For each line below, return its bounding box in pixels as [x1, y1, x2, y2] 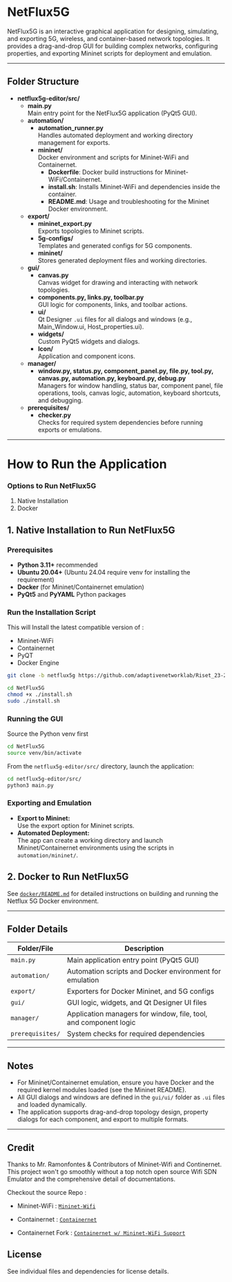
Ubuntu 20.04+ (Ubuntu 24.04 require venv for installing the [17, 568, 191, 576]
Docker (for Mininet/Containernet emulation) [17, 583, 145, 591]
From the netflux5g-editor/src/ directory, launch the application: [7, 762, 195, 770]
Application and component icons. [37, 351, 136, 360]
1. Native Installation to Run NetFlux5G [7, 524, 175, 536]
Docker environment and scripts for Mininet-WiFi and [37, 153, 189, 161]
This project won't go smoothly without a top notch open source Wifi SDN [7, 1168, 217, 1176]
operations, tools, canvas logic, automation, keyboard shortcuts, [37, 389, 221, 397]
